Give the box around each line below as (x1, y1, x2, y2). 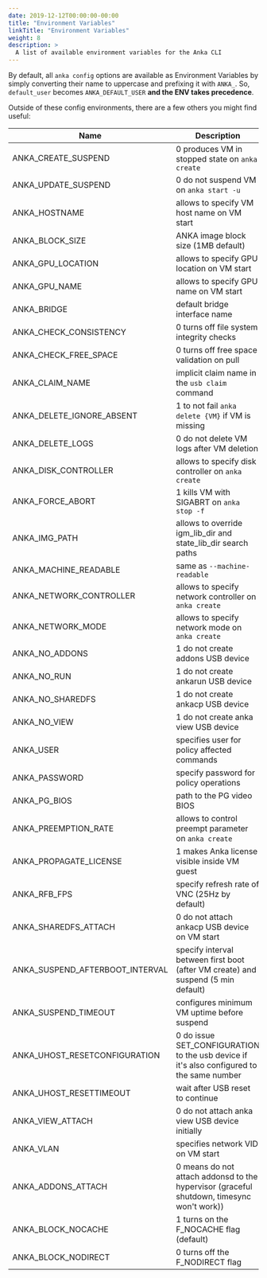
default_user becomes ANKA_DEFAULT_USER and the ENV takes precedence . (8, 88, 254, 96)
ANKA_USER (12, 745, 60, 755)
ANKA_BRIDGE (12, 304, 68, 314)
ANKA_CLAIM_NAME (12, 377, 91, 388)
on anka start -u (176, 185, 241, 195)
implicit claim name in (176, 368, 257, 378)
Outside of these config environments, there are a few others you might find (8, 103, 257, 112)
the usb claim (176, 377, 227, 388)
